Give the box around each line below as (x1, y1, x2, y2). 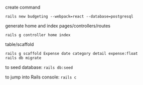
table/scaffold (5, 41, 34, 47)
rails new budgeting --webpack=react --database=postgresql (5, 14, 134, 19)
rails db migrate (5, 55, 42, 60)
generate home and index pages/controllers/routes (5, 23, 110, 29)
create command (5, 5, 41, 10)
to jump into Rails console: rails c (5, 74, 77, 80)
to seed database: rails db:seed (5, 64, 73, 70)
